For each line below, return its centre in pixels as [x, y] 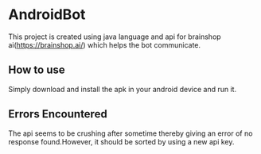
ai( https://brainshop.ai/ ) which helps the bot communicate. [105, 44]
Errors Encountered [58, 114]
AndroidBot [47, 15]
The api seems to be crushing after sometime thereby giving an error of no [130, 133]
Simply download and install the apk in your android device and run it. [123, 89]
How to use [37, 70]
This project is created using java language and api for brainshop [115, 37]
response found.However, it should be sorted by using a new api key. [121, 141]
